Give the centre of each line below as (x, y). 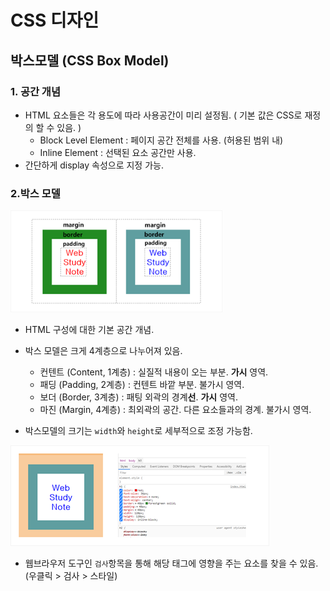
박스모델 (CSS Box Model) (90, 60)
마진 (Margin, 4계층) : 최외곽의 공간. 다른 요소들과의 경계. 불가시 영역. (175, 409)
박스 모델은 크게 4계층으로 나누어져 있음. (103, 350)
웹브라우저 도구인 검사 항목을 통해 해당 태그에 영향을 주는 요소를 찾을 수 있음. (171, 563)
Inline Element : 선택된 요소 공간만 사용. (118, 152)
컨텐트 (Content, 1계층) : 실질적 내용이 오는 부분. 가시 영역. (154, 372)
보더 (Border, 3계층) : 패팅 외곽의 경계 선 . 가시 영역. (138, 397)
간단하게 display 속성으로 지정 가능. (94, 165)
